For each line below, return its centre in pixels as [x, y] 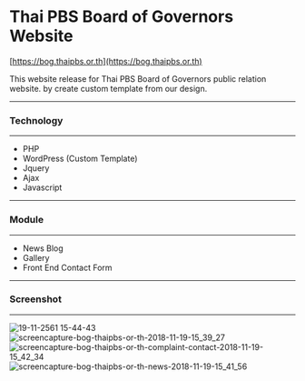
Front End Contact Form [67, 267]
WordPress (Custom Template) [80, 159]
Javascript [42, 187]
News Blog [43, 248]
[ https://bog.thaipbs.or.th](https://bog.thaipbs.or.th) [106, 61]
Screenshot [35, 299]
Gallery [36, 257]
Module [26, 220]
